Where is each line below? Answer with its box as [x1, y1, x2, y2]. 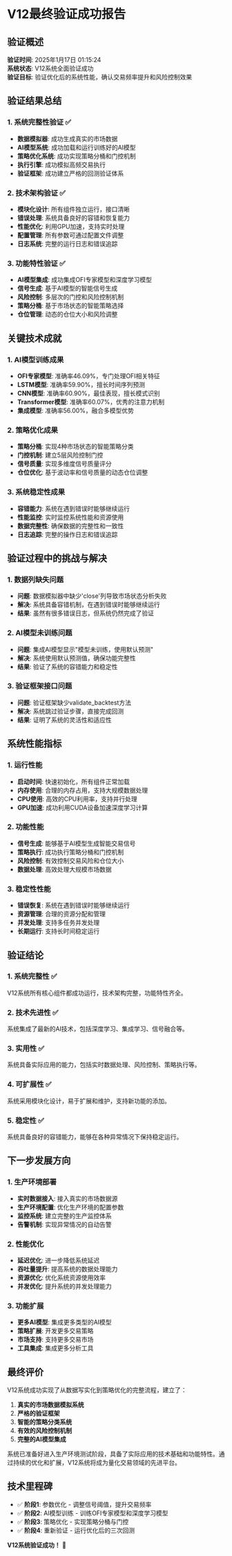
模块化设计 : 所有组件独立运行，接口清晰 [17, 205, 130, 213]
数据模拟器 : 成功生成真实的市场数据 [17, 134, 118, 142]
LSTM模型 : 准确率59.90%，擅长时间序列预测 [17, 380, 145, 388]
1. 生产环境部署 [7, 1177, 57, 1187]
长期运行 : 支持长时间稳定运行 [17, 927, 100, 935]
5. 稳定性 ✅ [7, 1116, 45, 1125]
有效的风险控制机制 [17, 1427, 72, 1435]
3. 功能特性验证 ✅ [7, 259, 66, 268]
